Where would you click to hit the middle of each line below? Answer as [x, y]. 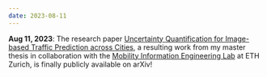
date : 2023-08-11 [38, 16]
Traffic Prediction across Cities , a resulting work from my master [138, 47]
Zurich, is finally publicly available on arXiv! [81, 64]
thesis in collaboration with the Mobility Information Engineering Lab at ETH [134, 55]
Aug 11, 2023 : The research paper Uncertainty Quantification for [116, 38]
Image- [237, 38]
